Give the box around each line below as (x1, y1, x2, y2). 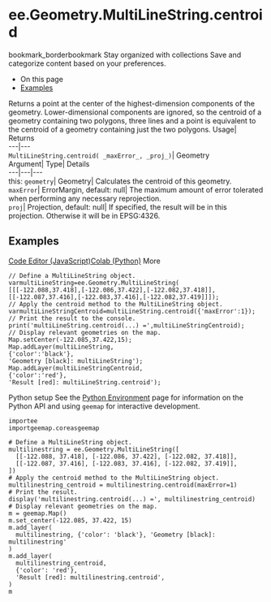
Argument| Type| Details (8, 158, 90, 168)
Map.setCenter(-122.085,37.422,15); (8, 336, 132, 344)
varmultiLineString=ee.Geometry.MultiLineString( (8, 279, 180, 287)
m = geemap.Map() (8, 509, 67, 518)
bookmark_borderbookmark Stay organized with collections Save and (8, 50, 242, 59)
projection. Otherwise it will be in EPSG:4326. (8, 210, 161, 220)
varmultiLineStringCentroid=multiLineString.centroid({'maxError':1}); (8, 307, 256, 315)
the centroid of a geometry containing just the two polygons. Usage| (8, 124, 237, 134)
